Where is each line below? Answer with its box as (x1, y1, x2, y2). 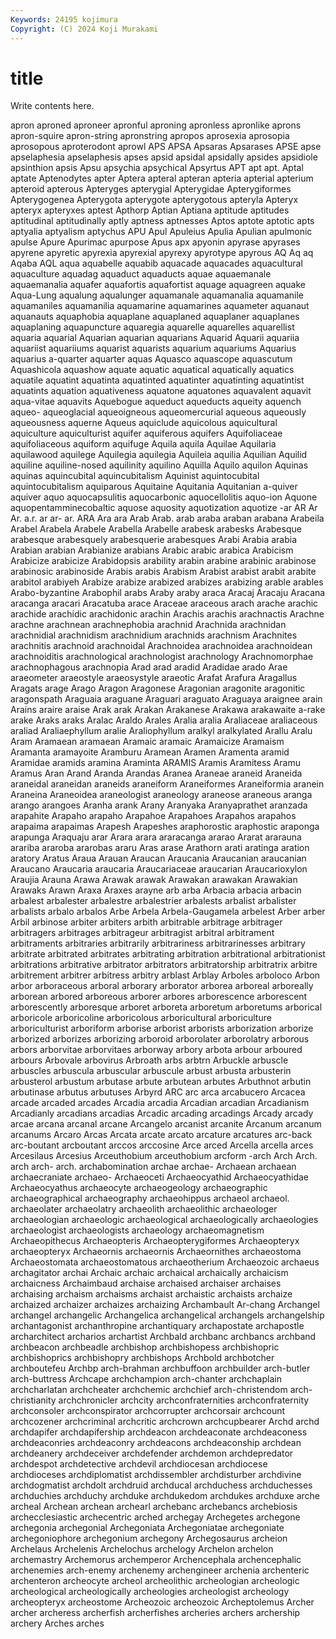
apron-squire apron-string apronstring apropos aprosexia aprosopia (10, 130, 290, 142)
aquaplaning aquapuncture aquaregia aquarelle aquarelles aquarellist (10, 321, 295, 333)
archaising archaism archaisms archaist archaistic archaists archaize (10, 1288, 293, 1300)
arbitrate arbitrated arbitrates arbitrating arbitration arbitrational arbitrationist (10, 948, 326, 960)
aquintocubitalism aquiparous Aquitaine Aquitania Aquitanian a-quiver (10, 481, 298, 493)
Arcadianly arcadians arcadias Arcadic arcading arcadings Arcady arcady (10, 1107, 314, 1120)
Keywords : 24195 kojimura (10, 14, 118, 25)
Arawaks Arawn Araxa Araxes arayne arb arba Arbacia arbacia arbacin (10, 884, 302, 896)
